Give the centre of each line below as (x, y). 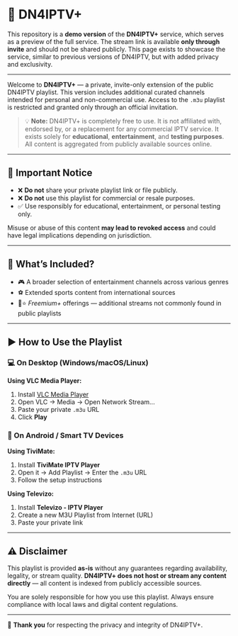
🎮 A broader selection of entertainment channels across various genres (123, 281)
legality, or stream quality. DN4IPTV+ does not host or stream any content (117, 576)
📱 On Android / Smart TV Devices (66, 435)
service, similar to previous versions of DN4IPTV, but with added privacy (113, 57)
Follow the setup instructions (60, 480)
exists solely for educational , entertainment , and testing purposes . (124, 136)
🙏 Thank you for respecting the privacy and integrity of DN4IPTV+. (105, 625)
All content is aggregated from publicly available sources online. (118, 144)
